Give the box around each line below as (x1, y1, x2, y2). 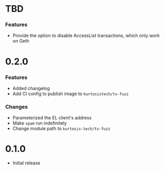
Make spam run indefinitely (12, 120, 67, 126)
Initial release (12, 160, 40, 166)
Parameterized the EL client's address (12, 115, 92, 121)
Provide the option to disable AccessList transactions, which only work (12, 32, 160, 38)
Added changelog (12, 85, 50, 91)
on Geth (12, 38, 29, 44)
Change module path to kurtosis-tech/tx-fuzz (12, 125, 111, 132)
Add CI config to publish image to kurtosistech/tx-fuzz (12, 91, 129, 97)
